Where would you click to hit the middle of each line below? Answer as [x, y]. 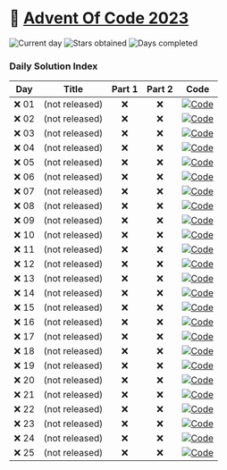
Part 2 [160, 89]
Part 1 [125, 89]
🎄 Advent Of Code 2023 [99, 18]
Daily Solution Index [54, 66]
